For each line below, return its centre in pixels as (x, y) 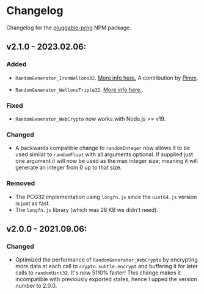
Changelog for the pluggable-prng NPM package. (69, 28)
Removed (21, 183)
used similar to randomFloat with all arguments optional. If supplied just (104, 154)
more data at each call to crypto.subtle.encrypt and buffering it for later (107, 266)
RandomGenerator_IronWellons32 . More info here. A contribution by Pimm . (107, 78)
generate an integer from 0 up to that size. (68, 168)
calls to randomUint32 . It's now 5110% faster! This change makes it (98, 273)
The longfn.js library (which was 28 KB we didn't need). (87, 209)
